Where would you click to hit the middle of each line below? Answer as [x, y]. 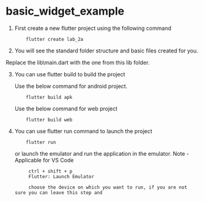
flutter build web [49, 120]
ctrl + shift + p [50, 171]
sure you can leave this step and [58, 193]
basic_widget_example [65, 11]
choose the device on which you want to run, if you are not [108, 187]
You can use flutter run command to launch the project [83, 131]
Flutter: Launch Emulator [61, 176]
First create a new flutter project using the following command [93, 28]
